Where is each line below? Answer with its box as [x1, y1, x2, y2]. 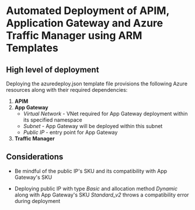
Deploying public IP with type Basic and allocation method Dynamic [14, 185, 178, 192]
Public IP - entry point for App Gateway [23, 129, 118, 136]
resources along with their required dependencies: [6, 87, 128, 93]
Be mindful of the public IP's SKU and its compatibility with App [14, 167, 168, 174]
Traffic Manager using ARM [6, 29, 142, 42]
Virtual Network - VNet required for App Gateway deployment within [23, 110, 188, 117]
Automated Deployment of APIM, [6, 4, 169, 18]
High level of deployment [6, 64, 99, 74]
